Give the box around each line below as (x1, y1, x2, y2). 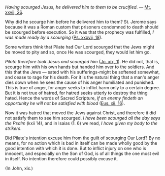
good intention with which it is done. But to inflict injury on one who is (5, 146, 146, 151)
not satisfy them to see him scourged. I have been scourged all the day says (5, 115, 161, 121)
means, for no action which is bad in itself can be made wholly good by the (5, 140, 158, 146)
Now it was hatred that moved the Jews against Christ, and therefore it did (5, 110, 156, 116)
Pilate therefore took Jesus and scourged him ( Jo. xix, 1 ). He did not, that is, (5, 59, 159, 64)
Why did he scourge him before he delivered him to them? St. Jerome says (5, 19, 157, 25)
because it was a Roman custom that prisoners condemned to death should (5, 24, 159, 30)
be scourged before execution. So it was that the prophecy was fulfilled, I (5, 29, 154, 35)
